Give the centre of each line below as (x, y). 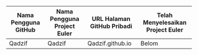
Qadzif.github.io (110, 43)
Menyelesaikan (165, 23)
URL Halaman (111, 19)
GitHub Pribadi (111, 26)
